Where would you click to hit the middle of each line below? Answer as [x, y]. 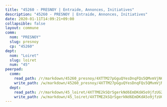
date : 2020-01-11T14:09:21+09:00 [40, 19]
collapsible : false [25, 23]
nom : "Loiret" [24, 55]
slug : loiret [23, 60]
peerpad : [14, 70]
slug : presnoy [24, 42]
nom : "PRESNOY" [25, 37]
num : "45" [20, 65]
